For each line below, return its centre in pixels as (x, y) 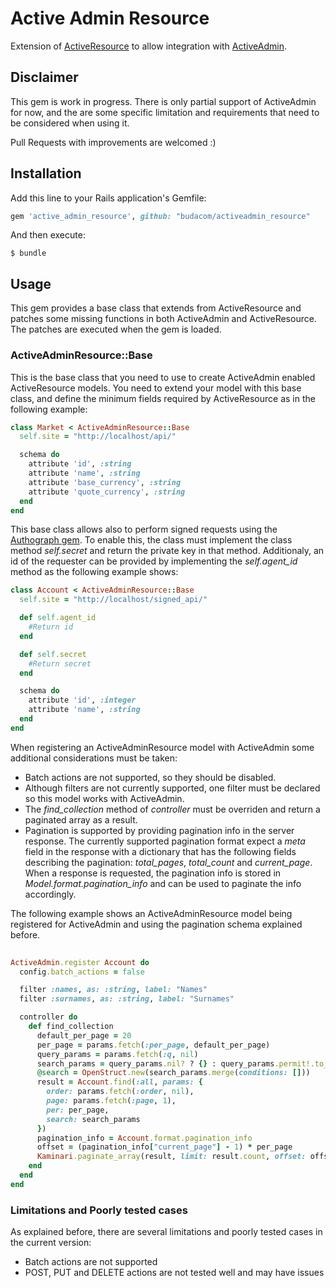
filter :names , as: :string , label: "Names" (113, 990)
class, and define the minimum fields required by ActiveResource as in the (163, 398)
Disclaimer (44, 77)
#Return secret (60, 663)
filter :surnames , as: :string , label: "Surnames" (127, 999)
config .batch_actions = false (82, 972)
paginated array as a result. (81, 819)
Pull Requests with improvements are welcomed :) (113, 142)
